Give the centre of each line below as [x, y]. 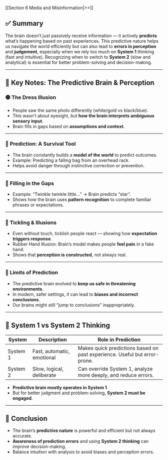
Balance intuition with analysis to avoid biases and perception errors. [83, 452]
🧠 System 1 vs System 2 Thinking [57, 326]
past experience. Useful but [110, 354]
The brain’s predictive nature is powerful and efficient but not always [84, 431]
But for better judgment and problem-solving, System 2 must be [79, 393]
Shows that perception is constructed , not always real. [69, 255]
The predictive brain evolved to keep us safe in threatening [74, 283]
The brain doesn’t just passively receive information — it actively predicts [81, 36]
